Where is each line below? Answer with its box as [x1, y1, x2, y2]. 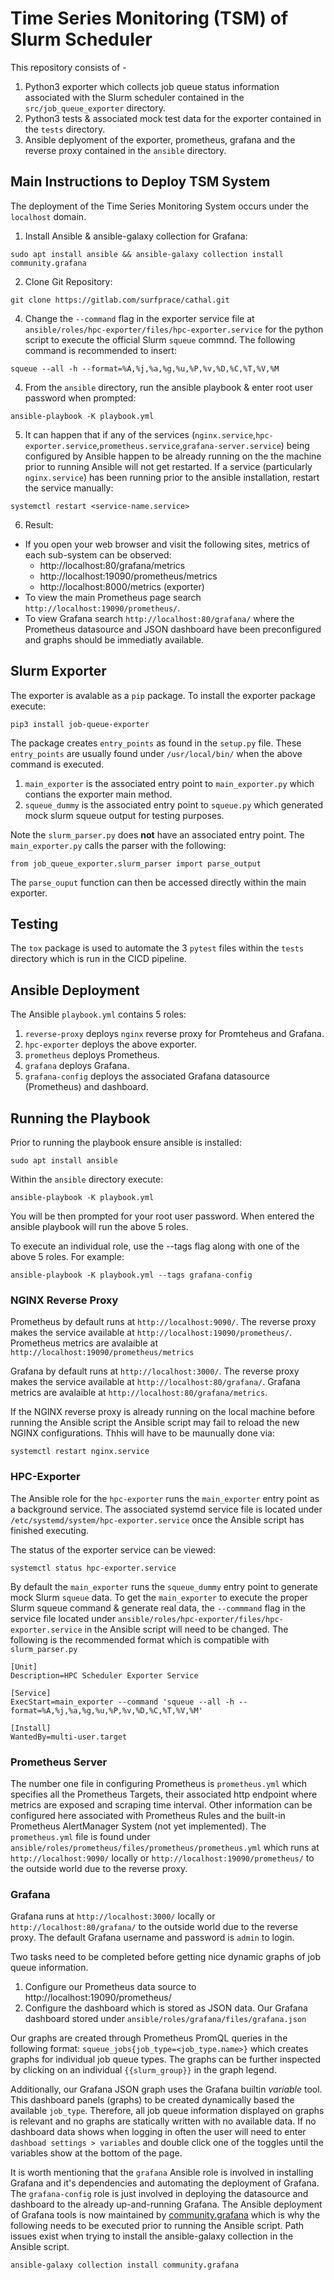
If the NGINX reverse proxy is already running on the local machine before [10, 1406, 316, 1418]
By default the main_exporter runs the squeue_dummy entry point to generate [10, 1580, 318, 1592]
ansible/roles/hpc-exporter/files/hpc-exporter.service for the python [24, 323, 324, 335]
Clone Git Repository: [24, 275, 113, 287]
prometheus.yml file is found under [10, 1830, 151, 1842]
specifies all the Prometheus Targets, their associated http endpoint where [10, 1788, 318, 1800]
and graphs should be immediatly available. [24, 633, 205, 646]
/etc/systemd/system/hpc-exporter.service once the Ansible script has [10, 1513, 305, 1526]
